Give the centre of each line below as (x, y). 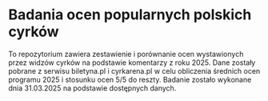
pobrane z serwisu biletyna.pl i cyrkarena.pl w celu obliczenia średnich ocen (134, 71)
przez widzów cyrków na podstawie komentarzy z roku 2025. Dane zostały (132, 63)
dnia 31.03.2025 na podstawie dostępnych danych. (92, 88)
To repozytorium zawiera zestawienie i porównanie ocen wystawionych (126, 54)
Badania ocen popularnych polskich (130, 15)
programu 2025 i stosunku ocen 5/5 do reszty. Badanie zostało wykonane (130, 79)
